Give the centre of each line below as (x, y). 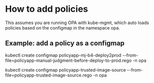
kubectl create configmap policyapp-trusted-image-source (66, 70)
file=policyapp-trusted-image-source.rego (49, 75)
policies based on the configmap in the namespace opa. (63, 28)
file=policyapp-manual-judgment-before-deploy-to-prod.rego (68, 60)
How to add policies (47, 9)
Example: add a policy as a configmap (65, 43)
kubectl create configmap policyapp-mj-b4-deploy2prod (63, 55)
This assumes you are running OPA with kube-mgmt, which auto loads (77, 23)
